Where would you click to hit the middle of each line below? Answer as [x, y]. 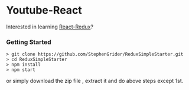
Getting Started [29, 42]
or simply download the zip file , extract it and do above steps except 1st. [95, 81]
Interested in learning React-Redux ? [50, 27]
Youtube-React [44, 10]
